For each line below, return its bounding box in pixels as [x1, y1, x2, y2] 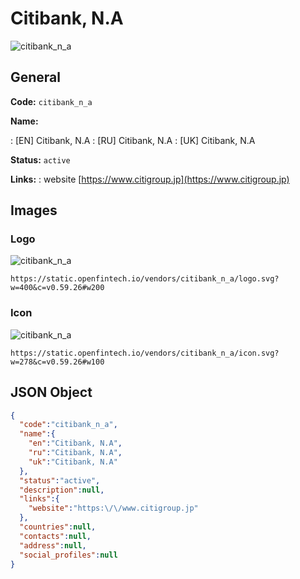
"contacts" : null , [19, 531, 92, 541]
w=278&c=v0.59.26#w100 [10, 357, 105, 367]
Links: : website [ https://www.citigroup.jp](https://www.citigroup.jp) [10, 173, 290, 185]
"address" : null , [19, 540, 87, 551]
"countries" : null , [19, 522, 97, 532]
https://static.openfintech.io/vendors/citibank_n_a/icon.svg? [10, 348, 280, 358]
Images [10, 202, 58, 219]
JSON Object [10, 384, 93, 401]
